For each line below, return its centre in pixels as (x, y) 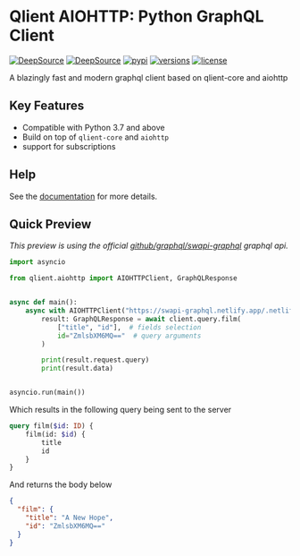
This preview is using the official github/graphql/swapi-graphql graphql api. (149, 246)
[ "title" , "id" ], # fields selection (129, 327)
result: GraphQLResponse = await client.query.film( (142, 319)
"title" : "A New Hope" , (70, 518)
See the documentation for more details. (83, 196)
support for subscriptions (69, 146)
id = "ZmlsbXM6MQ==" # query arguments (129, 336)
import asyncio (37, 262)
